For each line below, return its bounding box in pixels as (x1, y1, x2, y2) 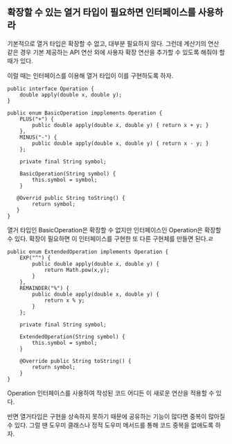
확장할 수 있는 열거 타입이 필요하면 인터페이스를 (7, 6, 196, 19)
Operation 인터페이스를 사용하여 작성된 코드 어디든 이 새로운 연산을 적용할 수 (7, 388, 215, 397)
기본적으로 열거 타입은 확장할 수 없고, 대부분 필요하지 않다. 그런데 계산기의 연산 (7, 39, 220, 47)
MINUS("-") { (19, 134, 57, 141)
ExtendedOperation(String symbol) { (19, 333, 126, 340)
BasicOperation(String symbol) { (19, 170, 116, 177)
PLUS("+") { (19, 115, 54, 123)
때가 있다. (7, 56, 33, 65)
